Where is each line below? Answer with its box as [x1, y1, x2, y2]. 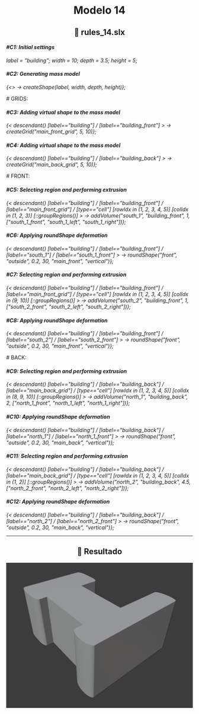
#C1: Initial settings [6, 44, 55, 51]
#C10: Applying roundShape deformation [6, 413, 111, 420]
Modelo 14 [73, 4, 126, 17]
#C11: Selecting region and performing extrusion [6, 453, 129, 460]
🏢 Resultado [76, 546, 123, 557]
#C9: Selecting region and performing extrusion [6, 367, 127, 374]
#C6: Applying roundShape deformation [6, 232, 108, 239]
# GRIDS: [6, 95, 28, 102]
